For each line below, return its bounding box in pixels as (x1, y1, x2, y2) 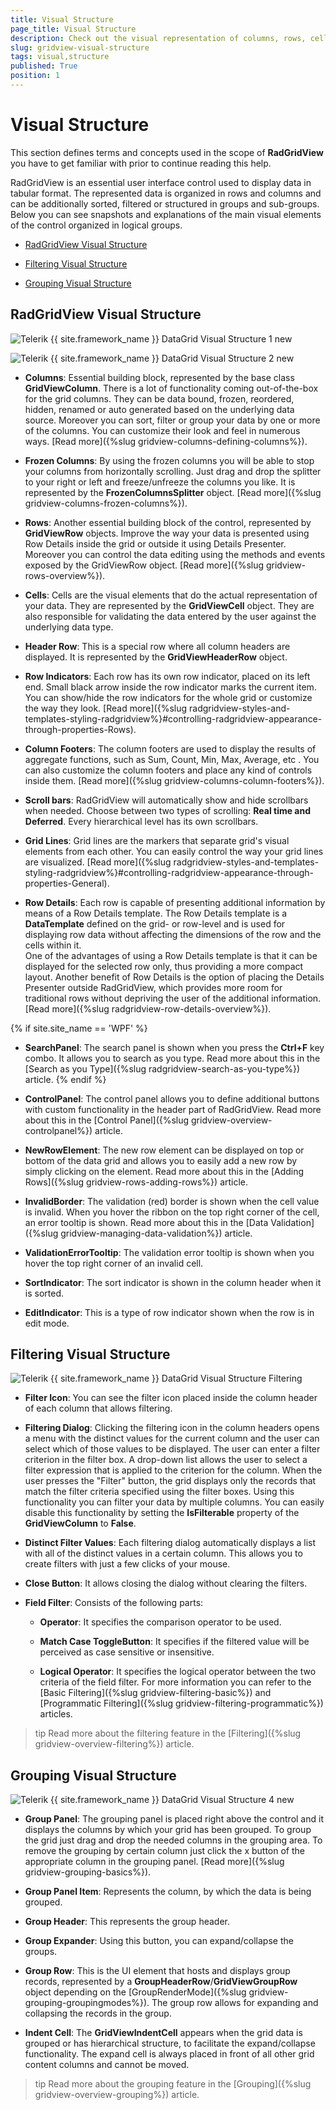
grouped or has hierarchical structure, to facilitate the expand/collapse (24, 2037, 316, 2050)
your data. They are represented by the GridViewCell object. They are (24, 599, 315, 611)
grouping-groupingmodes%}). (24, 1997, 150, 2009)
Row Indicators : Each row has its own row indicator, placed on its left (24, 670, 311, 682)
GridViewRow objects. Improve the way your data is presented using (24, 527, 310, 539)
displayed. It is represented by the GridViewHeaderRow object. (24, 651, 288, 663)
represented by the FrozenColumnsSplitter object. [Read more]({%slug (24, 486, 322, 498)
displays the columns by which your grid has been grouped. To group (24, 1824, 312, 1836)
